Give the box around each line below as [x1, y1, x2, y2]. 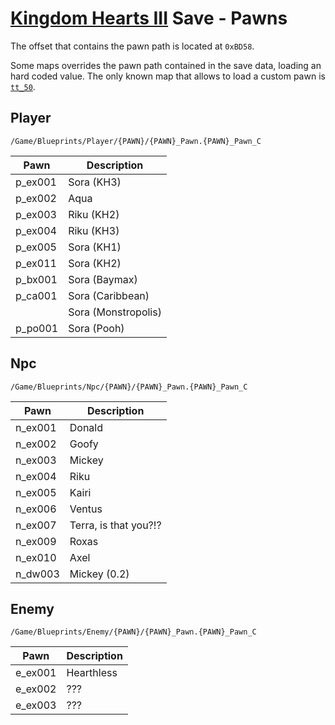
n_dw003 [15, 567, 60, 581]
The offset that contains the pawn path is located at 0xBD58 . [10, 40, 255, 52]
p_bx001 [15, 272, 58, 286]
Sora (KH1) [68, 240, 122, 254]
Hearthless [66, 666, 118, 680]
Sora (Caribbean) [68, 288, 150, 302]
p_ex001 [15, 175, 57, 189]
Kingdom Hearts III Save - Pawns [10, 7, 288, 30]
